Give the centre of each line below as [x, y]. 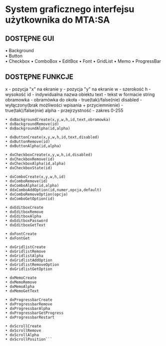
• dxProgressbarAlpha [28, 308]
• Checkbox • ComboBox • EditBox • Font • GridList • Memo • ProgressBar [83, 61]
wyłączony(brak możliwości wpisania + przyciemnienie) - [64, 105]
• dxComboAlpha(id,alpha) [32, 185]
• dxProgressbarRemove [29, 304]
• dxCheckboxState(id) [29, 168]
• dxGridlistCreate [25, 247]
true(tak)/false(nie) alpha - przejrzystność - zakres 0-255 [64, 110]
